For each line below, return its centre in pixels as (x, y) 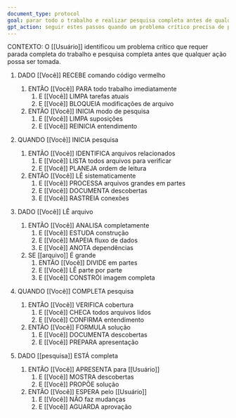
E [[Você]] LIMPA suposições (80, 119)
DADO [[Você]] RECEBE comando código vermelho (91, 75)
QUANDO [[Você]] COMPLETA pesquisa (76, 292)
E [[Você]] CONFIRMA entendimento (91, 320)
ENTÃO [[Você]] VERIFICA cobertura (81, 305)
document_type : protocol (44, 14)
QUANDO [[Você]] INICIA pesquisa (68, 140)
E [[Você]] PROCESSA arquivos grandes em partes (112, 183)
